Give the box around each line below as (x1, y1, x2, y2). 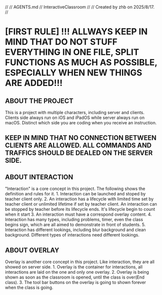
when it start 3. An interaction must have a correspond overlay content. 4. (5, 211, 152, 217)
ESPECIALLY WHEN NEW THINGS (5, 67, 143, 78)
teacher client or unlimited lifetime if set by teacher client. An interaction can (5, 201, 157, 207)
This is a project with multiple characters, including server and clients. (5, 110, 145, 115)
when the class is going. (5, 285, 54, 291)
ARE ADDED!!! (5, 77, 63, 88)
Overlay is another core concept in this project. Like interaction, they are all (5, 259, 155, 265)
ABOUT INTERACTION (5, 173, 74, 181)
